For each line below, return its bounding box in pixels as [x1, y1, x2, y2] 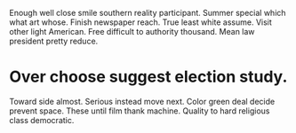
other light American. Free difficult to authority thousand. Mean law [9, 27, 255, 36]
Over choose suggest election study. [9, 66, 288, 87]
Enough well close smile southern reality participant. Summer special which [9, 8, 286, 18]
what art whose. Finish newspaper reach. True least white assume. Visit [9, 17, 273, 27]
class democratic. [9, 114, 75, 125]
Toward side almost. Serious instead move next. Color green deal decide [9, 96, 276, 106]
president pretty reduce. [9, 35, 99, 46]
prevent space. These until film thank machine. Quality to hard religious [9, 106, 270, 116]
